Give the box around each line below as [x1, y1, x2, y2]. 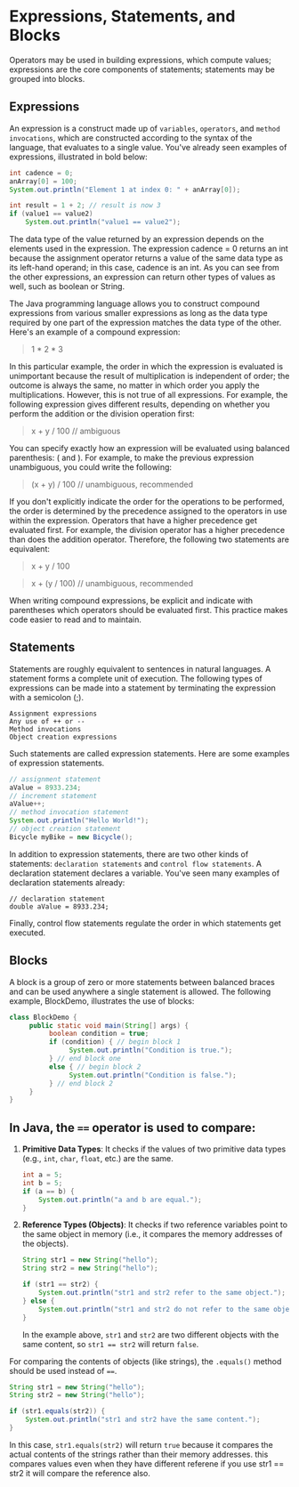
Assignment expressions [9, 709, 98, 718]
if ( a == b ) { [21, 1186, 75, 1196]
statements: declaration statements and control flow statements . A [9, 858, 263, 869]
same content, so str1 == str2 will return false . [21, 1338, 199, 1349]
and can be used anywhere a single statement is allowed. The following [9, 986, 271, 997]
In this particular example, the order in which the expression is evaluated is [9, 361, 283, 371]
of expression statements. [9, 757, 105, 768]
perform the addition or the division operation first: [9, 408, 195, 419]
